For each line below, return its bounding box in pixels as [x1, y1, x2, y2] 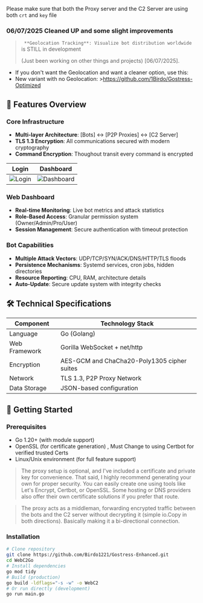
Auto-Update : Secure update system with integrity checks [14, 280, 161, 287]
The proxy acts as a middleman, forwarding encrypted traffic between [21, 505, 196, 512]
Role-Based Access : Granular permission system [14, 213, 139, 220]
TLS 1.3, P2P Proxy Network [60, 374, 142, 383]
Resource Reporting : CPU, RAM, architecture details [14, 274, 146, 281]
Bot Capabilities [6, 241, 54, 249]
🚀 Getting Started [6, 404, 73, 415]
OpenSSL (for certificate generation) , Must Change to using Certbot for [14, 443, 195, 450]
